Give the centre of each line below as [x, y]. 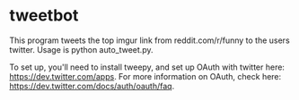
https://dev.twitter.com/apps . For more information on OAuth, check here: [145, 76]
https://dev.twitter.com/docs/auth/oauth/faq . [92, 86]
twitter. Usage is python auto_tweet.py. [81, 49]
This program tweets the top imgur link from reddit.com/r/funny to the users [149, 40]
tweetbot [44, 16]
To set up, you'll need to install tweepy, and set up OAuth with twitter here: [147, 67]
